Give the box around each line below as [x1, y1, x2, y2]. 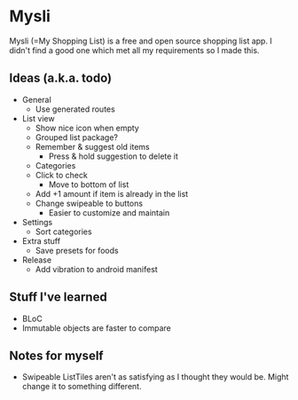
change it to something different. [21, 381, 142, 392]
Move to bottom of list [48, 179, 129, 190]
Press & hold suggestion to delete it [48, 151, 179, 161]
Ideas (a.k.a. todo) [9, 71, 113, 86]
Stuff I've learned [9, 290, 108, 305]
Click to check [35, 169, 89, 180]
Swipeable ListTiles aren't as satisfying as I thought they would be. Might [21, 372, 289, 382]
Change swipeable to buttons [35, 198, 144, 208]
